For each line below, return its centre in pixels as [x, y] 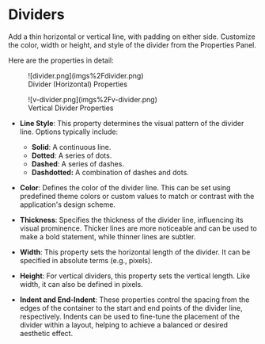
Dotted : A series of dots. [72, 155]
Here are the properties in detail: [61, 60]
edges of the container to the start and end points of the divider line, [131, 308]
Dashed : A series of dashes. [78, 163]
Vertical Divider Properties [71, 108]
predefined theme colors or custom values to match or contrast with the [137, 196]
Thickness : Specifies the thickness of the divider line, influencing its [131, 220]
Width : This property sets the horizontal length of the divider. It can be [135, 252]
